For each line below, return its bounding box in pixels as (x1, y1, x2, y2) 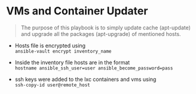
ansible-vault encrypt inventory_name (14, 48, 112, 54)
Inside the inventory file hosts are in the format (14, 59, 130, 66)
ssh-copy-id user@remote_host (14, 82, 91, 88)
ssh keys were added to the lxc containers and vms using (14, 75, 157, 83)
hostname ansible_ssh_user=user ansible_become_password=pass (14, 65, 173, 71)
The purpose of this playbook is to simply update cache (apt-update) (20, 24, 191, 31)
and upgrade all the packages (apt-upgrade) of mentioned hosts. (20, 30, 181, 37)
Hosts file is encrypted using (14, 42, 85, 49)
